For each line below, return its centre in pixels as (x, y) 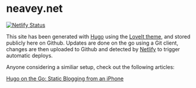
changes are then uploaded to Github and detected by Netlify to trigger (93, 49)
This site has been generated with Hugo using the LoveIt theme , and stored (98, 36)
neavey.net (35, 9)
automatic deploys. (30, 55)
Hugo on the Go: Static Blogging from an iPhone (65, 78)
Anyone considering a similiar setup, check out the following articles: (91, 67)
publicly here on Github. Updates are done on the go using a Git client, (92, 43)
